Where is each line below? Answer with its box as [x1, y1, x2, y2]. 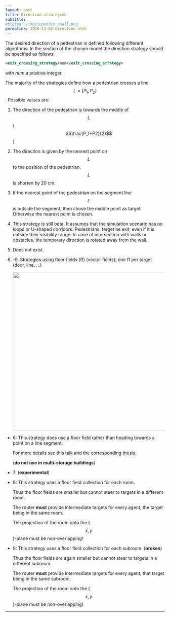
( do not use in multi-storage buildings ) [12, 459, 96, 465]
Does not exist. [12, 246, 44, 252]
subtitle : [5, 17, 26, 22]
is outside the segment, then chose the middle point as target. [12, 205, 142, 211]
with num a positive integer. [5, 70, 63, 76]
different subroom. [12, 560, 52, 566]
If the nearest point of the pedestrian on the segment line [12, 190, 132, 196]
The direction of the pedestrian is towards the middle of [12, 106, 129, 113]
